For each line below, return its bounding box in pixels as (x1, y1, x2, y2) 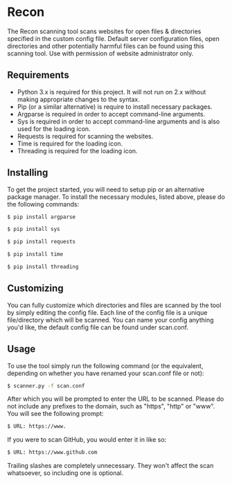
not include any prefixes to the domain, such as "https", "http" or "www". (7, 402, 215, 410)
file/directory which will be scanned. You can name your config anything (7, 316, 214, 324)
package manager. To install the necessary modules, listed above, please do (7, 192, 225, 201)
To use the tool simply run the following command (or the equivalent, (7, 361, 204, 370)
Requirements (7, 69, 69, 81)
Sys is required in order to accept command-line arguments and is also (17, 117, 220, 126)
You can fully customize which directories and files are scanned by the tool (7, 301, 222, 309)
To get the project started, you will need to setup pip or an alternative (7, 185, 205, 193)
